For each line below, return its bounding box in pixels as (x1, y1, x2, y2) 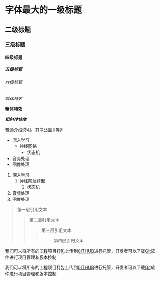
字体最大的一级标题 (5, 4, 82, 16)
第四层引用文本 (53, 238, 84, 243)
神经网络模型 (19, 178, 45, 183)
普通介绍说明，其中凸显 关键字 (5, 126, 63, 132)
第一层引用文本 (17, 206, 47, 212)
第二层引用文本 (29, 217, 60, 222)
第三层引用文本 (41, 227, 72, 233)
